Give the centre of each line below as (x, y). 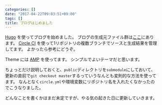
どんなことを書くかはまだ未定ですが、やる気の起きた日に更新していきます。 (81, 98)
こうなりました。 (26, 88)
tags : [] (14, 18)
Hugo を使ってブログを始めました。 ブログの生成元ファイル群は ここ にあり (80, 37)
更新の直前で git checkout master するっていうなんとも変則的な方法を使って (81, 76)
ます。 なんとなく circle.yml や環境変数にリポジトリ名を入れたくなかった (78, 82)
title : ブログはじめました (29, 23)
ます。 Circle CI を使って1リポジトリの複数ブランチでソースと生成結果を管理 (81, 43)
